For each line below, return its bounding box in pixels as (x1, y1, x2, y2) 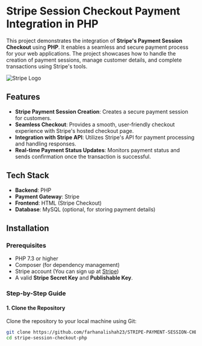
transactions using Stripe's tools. (6, 62, 88, 70)
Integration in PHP (6, 17, 99, 31)
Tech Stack (6, 170, 49, 181)
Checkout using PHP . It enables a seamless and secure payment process (6, 43, 189, 51)
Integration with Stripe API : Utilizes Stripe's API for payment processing (14, 133, 195, 141)
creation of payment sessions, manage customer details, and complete (6, 56, 182, 63)
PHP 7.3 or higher (14, 255, 59, 262)
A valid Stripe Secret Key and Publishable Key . (14, 274, 133, 281)
